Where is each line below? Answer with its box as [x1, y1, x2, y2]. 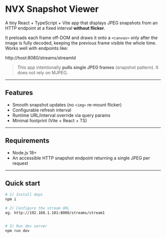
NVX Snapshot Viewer [5, 3, 99, 15]
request [12, 160, 28, 166]
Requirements [5, 137, 49, 145]
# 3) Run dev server [5, 224, 48, 229]
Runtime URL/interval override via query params [12, 112, 111, 118]
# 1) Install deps [5, 192, 43, 197]
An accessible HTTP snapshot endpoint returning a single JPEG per [12, 155, 150, 161]
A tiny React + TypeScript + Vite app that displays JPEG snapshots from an [5, 20, 158, 26]
